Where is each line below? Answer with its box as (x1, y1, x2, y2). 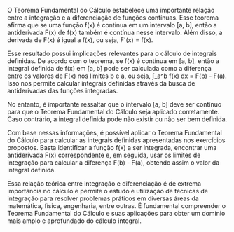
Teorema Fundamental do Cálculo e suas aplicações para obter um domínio (7, 210, 226, 217)
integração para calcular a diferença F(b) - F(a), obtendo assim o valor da (7, 158, 220, 167)
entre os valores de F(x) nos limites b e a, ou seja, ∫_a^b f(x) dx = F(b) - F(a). (7, 71, 228, 80)
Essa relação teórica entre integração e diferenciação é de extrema (7, 179, 202, 188)
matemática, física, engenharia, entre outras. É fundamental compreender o (7, 202, 226, 210)
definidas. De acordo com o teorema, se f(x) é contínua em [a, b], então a (7, 57, 219, 65)
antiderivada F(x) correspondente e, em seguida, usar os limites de (7, 151, 201, 159)
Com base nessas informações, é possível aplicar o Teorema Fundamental (7, 129, 222, 137)
